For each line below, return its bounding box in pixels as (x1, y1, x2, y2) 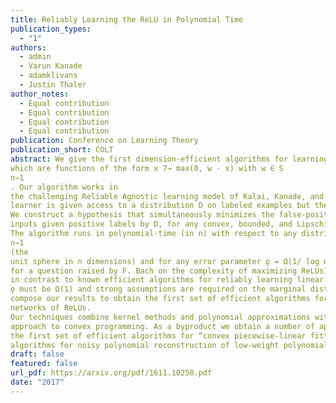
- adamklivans (19, 71, 78, 81)
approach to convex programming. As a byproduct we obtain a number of (10, 321, 315, 331)
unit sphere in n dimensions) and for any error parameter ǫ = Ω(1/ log (10, 256, 320, 266)
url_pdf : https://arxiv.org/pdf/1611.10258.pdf (10, 368, 213, 378)
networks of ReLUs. (10, 303, 92, 313)
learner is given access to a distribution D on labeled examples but (10, 201, 311, 211)
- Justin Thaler (19, 80, 87, 90)
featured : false (10, 359, 78, 369)
